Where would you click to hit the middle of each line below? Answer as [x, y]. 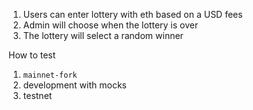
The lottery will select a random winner [103, 35]
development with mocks [74, 85]
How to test [32, 55]
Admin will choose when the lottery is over [110, 25]
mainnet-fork [50, 75]
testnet [37, 95]
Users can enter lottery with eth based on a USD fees [132, 14]
